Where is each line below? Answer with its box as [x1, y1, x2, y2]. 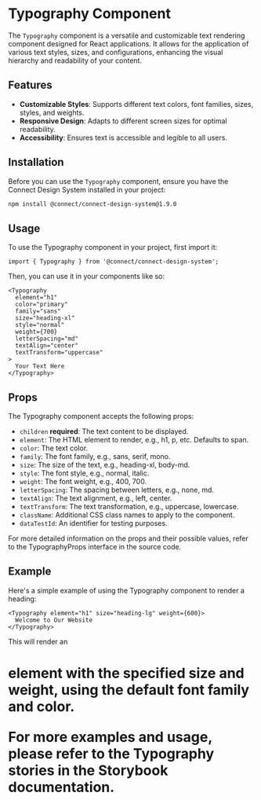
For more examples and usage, [8, 728, 213, 747]
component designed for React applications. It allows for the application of [8, 39, 249, 48]
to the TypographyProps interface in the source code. [8, 542, 182, 552]
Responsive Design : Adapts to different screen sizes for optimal [19, 116, 227, 126]
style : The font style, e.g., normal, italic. [19, 468, 150, 478]
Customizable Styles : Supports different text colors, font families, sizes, [19, 99, 254, 108]
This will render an [8, 637, 68, 646]
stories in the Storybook [8, 761, 169, 780]
